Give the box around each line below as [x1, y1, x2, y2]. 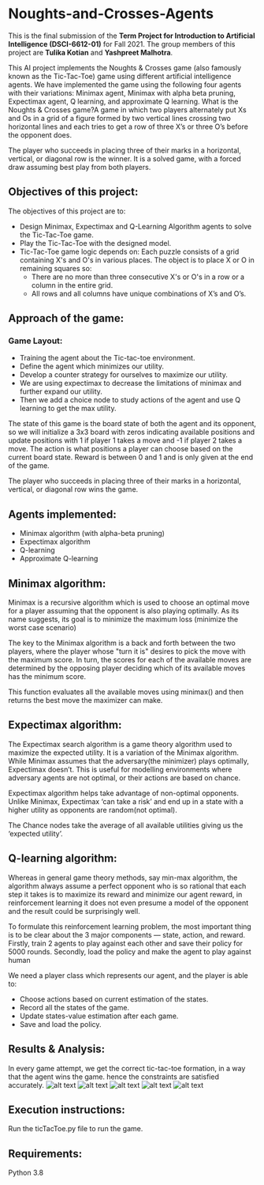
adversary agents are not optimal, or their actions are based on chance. [8, 772, 241, 783]
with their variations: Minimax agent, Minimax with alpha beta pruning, [8, 88, 236, 97]
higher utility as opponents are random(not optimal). [8, 805, 177, 814]
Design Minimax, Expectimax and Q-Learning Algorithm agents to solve [19, 221, 252, 231]
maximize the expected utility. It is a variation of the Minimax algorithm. [8, 748, 239, 757]
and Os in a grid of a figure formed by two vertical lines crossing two [8, 113, 231, 123]
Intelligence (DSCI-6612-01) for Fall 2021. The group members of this [8, 39, 236, 48]
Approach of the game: [8, 311, 125, 325]
